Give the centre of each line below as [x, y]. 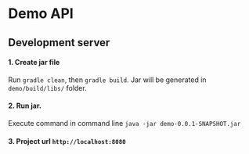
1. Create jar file [34, 63]
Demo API [41, 14]
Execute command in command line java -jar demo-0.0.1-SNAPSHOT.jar [125, 123]
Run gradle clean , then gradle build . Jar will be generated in [107, 80]
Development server [59, 43]
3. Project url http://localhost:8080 [67, 141]
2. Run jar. [25, 106]
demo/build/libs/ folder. [48, 88]
